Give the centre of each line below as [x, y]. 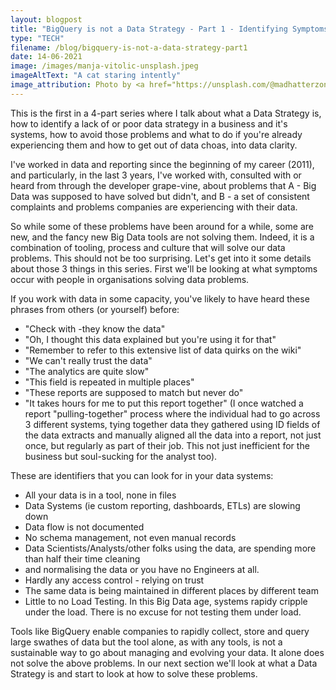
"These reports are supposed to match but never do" [134, 392]
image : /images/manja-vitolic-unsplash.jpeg [104, 66]
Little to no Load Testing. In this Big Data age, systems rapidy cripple [166, 601]
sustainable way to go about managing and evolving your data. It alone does [167, 652]
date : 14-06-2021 [46, 57]
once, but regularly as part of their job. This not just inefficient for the [167, 445]
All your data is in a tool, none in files [100, 495]
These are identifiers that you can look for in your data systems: [142, 475]
